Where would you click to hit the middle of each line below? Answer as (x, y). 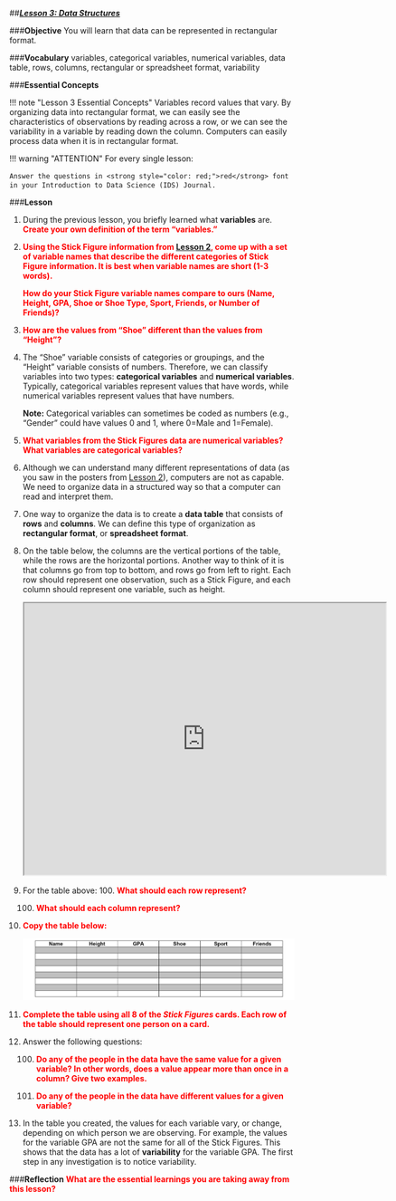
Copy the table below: (65, 926)
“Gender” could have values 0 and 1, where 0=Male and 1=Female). (148, 423)
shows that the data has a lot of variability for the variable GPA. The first (158, 1152)
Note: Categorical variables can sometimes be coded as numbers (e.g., (156, 413)
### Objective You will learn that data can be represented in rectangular (143, 30)
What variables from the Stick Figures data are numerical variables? (153, 440)
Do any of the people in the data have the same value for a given (159, 1059)
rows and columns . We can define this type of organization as (139, 524)
